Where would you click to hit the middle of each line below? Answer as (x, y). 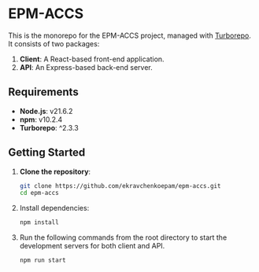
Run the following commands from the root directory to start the (123, 237)
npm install (39, 222)
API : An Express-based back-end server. (86, 67)
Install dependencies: (54, 208)
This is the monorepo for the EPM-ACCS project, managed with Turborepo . (130, 35)
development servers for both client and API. (92, 246)
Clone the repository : (55, 171)
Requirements (43, 92)
